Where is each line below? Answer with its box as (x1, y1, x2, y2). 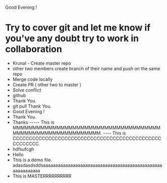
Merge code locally (12, 76, 53, 82)
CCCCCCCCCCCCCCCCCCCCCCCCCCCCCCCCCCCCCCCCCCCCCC (12, 135, 161, 141)
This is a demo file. (12, 157, 52, 163)
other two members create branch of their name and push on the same (12, 65, 160, 71)
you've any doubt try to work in (5, 33, 139, 44)
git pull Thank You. (12, 103, 52, 109)
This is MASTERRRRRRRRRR (12, 173, 72, 179)
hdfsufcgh (12, 146, 34, 152)
